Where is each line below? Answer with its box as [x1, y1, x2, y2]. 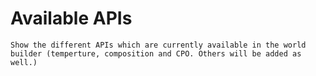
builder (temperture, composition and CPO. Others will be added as [10, 48, 302, 59]
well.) [10, 57, 38, 67]
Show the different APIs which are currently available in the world [10, 40, 307, 50]
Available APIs [10, 7, 133, 30]
